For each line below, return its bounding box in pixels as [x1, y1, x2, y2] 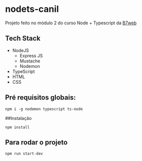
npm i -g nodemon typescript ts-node [5, 107, 83, 111]
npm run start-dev [5, 151, 43, 157]
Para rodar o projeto [5, 138, 68, 147]
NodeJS [12, 47, 29, 53]
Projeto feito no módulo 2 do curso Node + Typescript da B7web [5, 20, 137, 26]
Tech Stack [5, 34, 41, 43]
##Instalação [5, 115, 32, 121]
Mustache [19, 58, 41, 64]
